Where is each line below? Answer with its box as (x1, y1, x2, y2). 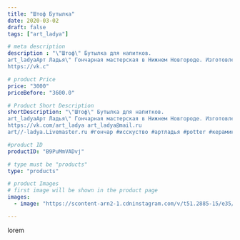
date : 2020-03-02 (7, 17, 59, 24)
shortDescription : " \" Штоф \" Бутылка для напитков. (7, 108, 164, 116)
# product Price (7, 75, 56, 83)
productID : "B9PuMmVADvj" (7, 147, 84, 155)
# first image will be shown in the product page (7, 187, 159, 194)
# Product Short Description (7, 102, 94, 109)
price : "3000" (7, 83, 50, 90)
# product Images (7, 180, 59, 187)
